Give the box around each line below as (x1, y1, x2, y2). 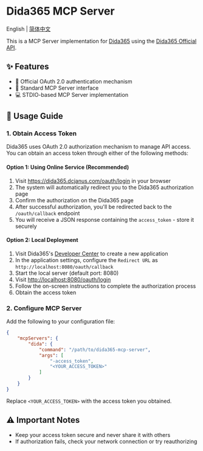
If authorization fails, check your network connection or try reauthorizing (15, 438, 198, 445)
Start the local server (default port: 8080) (15, 269, 119, 277)
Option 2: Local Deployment (6, 236, 78, 244)
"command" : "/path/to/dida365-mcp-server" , (38, 346, 151, 353)
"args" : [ (38, 352, 64, 358)
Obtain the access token (15, 288, 77, 296)
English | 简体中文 (6, 25, 51, 32)
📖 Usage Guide (6, 111, 64, 121)
